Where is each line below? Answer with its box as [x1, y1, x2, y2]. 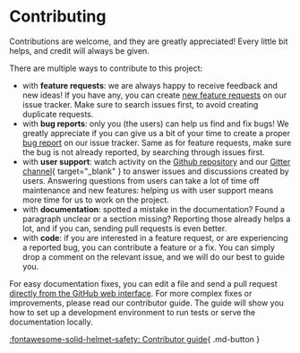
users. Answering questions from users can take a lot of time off [21, 175, 260, 185]
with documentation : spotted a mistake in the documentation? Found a [21, 203, 285, 214]
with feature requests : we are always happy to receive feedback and [21, 80, 278, 90]
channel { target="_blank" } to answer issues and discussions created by [21, 166, 289, 176]
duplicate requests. [21, 108, 94, 119]
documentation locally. [9, 316, 93, 327]
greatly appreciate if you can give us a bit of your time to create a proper [21, 127, 291, 138]
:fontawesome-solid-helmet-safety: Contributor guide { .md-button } [9, 333, 261, 344]
